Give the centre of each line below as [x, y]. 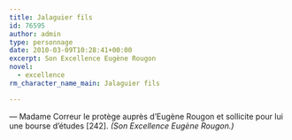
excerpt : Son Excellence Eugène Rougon [83, 58]
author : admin [35, 34]
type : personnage [41, 42]
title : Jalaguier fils [51, 17]
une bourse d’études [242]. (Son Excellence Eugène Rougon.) [122, 126]
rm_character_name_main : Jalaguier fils [85, 83]
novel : [21, 67]
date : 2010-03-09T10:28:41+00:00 [71, 51]
